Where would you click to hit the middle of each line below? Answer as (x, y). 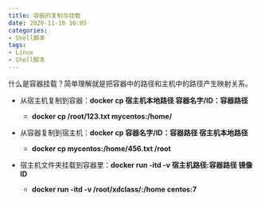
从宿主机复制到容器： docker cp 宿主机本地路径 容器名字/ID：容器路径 (134, 100)
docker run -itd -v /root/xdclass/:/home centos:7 (114, 189)
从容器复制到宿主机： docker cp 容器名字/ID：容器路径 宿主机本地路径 (134, 133)
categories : (28, 30)
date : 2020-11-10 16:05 (48, 23)
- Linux (21, 52)
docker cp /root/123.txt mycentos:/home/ (102, 116)
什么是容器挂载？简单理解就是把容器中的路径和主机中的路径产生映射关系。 (130, 83)
